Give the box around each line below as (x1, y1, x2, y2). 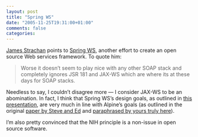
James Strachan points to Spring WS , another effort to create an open (6, 47, 177, 54)
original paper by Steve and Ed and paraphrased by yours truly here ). (6, 107, 175, 115)
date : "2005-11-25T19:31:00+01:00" (6, 19, 94, 25)
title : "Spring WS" (6, 14, 54, 20)
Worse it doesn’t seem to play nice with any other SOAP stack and (20, 64, 182, 71)
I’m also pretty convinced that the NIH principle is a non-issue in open (6, 119, 176, 126)
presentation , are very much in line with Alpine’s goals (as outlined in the (6, 101, 183, 108)
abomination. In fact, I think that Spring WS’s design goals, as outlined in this (6, 95, 192, 102)
